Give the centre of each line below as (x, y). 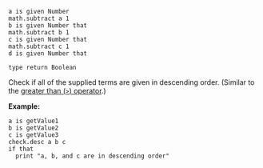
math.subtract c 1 (39, 46)
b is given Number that (48, 26)
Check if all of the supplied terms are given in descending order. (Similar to (131, 82)
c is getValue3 (34, 135)
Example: (24, 106)
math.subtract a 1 (39, 18)
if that (21, 149)
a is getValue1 (34, 121)
